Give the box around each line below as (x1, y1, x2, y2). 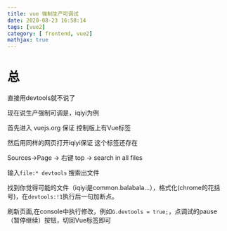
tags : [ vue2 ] (7, 23, 46, 30)
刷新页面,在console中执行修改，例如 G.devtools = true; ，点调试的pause (7, 207, 218, 216)
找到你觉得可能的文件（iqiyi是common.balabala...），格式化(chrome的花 (7, 184, 214, 192)
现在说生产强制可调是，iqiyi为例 (7, 108, 100, 117)
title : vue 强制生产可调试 (7, 10, 79, 18)
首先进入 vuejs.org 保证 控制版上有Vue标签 (7, 124, 131, 132)
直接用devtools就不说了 (7, 94, 76, 102)
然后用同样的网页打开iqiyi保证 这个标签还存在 (7, 139, 138, 147)
